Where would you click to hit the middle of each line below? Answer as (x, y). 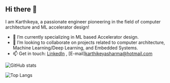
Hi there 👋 (21, 9)
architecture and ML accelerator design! (47, 27)
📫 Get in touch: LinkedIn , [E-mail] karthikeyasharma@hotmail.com (82, 53)
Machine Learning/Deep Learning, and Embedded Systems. (75, 48)
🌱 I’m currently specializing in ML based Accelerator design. (76, 37)
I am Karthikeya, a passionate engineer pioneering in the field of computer (83, 21)
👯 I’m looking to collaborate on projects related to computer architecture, (89, 42)
